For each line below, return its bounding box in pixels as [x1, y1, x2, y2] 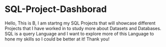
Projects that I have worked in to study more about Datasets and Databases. [4, 25, 161, 31]
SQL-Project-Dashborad [4, 3, 107, 15]
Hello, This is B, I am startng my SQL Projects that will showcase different [4, 20, 156, 26]
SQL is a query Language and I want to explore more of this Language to [4, 30, 154, 36]
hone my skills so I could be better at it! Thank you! [4, 36, 109, 42]
